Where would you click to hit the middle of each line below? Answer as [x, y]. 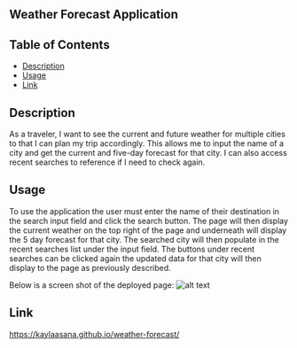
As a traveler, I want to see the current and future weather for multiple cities [148, 134]
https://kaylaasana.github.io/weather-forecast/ [94, 334]
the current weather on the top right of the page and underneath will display [148, 230]
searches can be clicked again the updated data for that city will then [135, 258]
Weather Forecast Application [94, 15]
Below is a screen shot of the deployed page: [92, 285]
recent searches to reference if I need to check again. [107, 162]
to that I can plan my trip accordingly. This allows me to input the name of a [147, 143]
